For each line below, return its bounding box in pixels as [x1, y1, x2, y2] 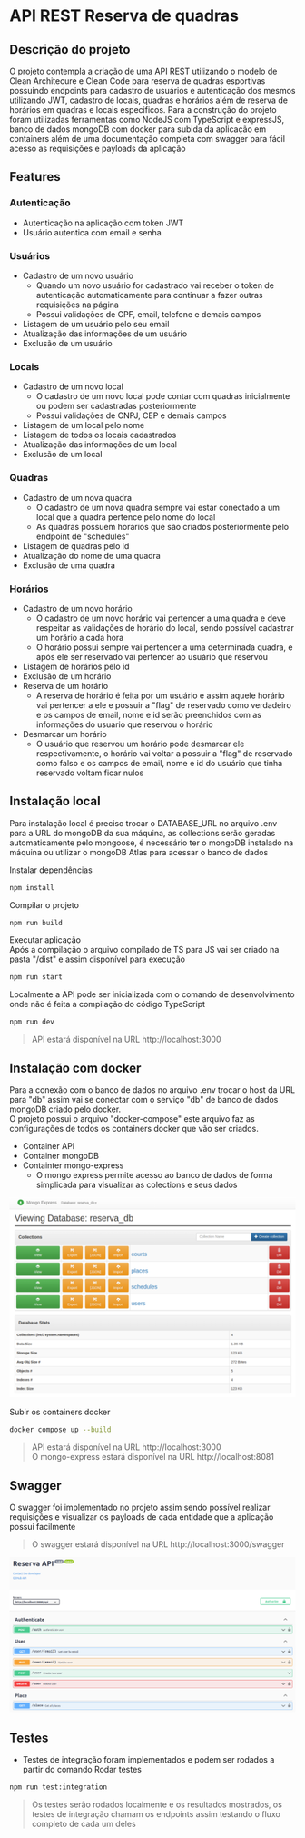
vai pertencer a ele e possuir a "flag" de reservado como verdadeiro [35, 699, 292, 710]
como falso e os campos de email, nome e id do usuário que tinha [35, 757, 283, 768]
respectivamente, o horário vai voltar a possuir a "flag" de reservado [35, 747, 293, 759]
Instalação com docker [9, 1060, 142, 1075]
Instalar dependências [9, 864, 93, 875]
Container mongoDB [22, 1151, 100, 1161]
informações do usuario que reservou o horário [35, 719, 213, 730]
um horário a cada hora [35, 632, 124, 643]
